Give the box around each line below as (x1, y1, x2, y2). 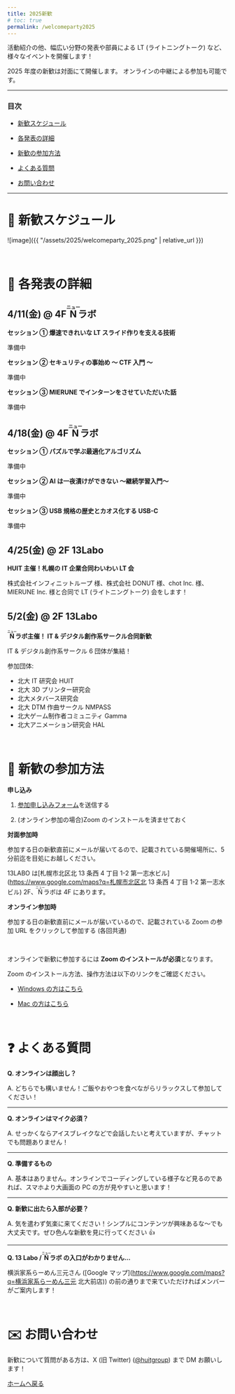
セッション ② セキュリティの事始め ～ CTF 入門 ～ (7, 358, 153, 367)
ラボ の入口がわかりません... (49, 1253, 131, 1262)
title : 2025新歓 (7, 10, 52, 18)
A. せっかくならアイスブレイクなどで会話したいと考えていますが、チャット (7, 1129, 222, 1137)
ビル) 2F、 (7, 887, 37, 896)
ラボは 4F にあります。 (43, 887, 110, 896)
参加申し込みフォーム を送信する (17, 800, 110, 809)
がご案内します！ (7, 1285, 57, 1294)
